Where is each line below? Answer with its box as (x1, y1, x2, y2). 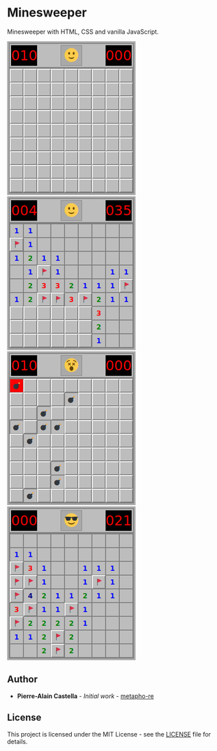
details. (7, 737, 28, 746)
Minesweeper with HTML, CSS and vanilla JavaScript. (7, 27, 159, 36)
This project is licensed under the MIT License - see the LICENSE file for (7, 730, 211, 738)
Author (7, 673, 38, 685)
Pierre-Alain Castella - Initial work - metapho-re (16, 692, 154, 700)
